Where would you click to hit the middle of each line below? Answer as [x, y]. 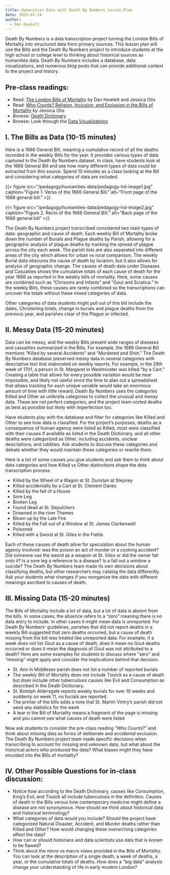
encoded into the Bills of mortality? [42, 755]
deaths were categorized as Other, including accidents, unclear [72, 439]
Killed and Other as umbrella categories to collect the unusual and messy [82, 396]
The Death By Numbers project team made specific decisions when [76, 739]
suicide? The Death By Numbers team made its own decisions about [77, 566]
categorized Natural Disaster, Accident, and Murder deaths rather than [86, 824]
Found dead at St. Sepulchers [44, 507]
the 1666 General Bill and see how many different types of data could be [81, 166]
